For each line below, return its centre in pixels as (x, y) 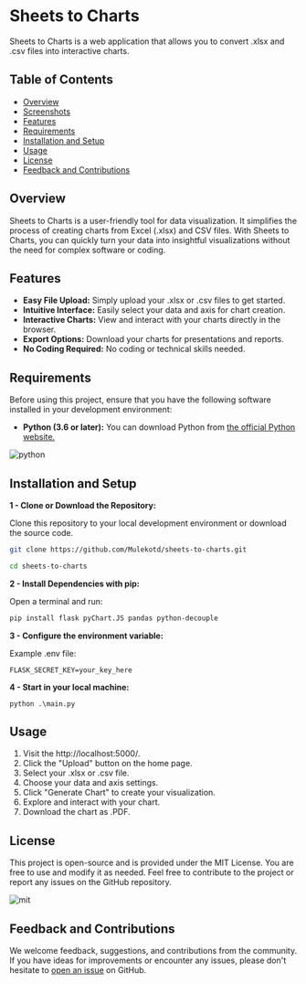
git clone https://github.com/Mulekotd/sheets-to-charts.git (128, 550)
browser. (39, 329)
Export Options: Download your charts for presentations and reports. (153, 339)
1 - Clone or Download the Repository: (83, 505)
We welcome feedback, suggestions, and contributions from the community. (153, 951)
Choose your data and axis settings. (90, 783)
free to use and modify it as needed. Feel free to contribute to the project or (152, 872)
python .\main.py (42, 704)
